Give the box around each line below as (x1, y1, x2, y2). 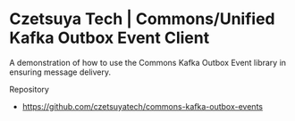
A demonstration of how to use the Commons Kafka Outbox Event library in (9, 57, 287, 68)
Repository (9, 84, 49, 94)
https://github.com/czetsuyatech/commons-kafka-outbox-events (21, 101, 264, 111)
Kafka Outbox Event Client (9, 28, 210, 48)
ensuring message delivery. (9, 67, 112, 77)
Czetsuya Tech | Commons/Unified (9, 9, 275, 29)
